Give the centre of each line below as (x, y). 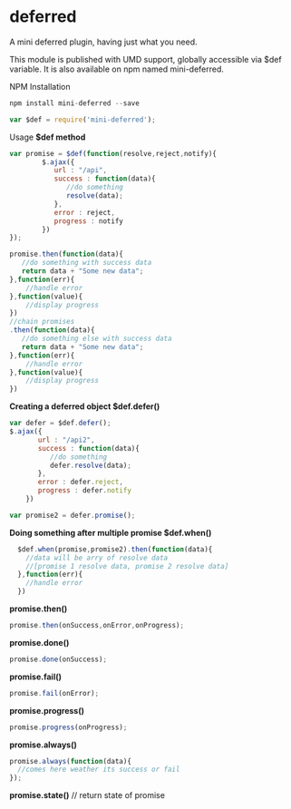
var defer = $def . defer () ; (60, 424)
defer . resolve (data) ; (90, 465)
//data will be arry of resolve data (97, 558)
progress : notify (89, 221)
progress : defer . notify (84, 491)
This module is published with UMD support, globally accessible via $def (146, 59)
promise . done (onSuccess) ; (58, 659)
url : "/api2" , (66, 440)
